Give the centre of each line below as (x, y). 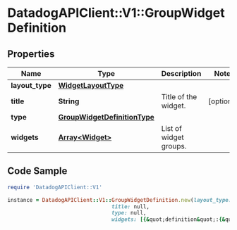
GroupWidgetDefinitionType (107, 117)
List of (171, 128)
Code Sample (37, 171)
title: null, (131, 206)
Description (181, 74)
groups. (174, 146)
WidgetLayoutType (91, 85)
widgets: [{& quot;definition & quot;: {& (169, 219)
